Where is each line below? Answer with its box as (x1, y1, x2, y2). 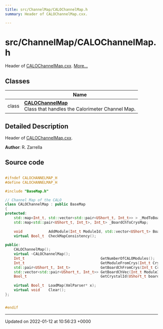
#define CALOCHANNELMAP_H (5, 180, 57, 185)
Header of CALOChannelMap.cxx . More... (5, 63, 88, 69)
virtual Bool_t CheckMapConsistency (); (14, 234, 97, 238)
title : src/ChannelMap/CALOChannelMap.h (5, 7, 88, 12)
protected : (5, 211, 27, 216)
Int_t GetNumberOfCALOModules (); (14, 256, 155, 261)
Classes (5, 77, 30, 85)
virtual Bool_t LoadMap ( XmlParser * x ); (14, 283, 97, 288)
